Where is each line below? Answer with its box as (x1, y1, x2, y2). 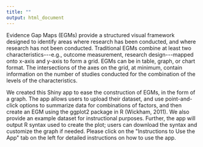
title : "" (6, 9, 32, 15)
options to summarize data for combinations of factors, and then (19, 101, 182, 109)
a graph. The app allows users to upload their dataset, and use (6, 95, 164, 102)
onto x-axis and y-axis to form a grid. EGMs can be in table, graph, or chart (6, 57, 196, 65)
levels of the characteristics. (6, 77, 78, 84)
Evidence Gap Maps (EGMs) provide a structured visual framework (6, 31, 175, 38)
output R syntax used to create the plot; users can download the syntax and (6, 121, 197, 128)
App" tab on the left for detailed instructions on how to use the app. (6, 134, 176, 141)
